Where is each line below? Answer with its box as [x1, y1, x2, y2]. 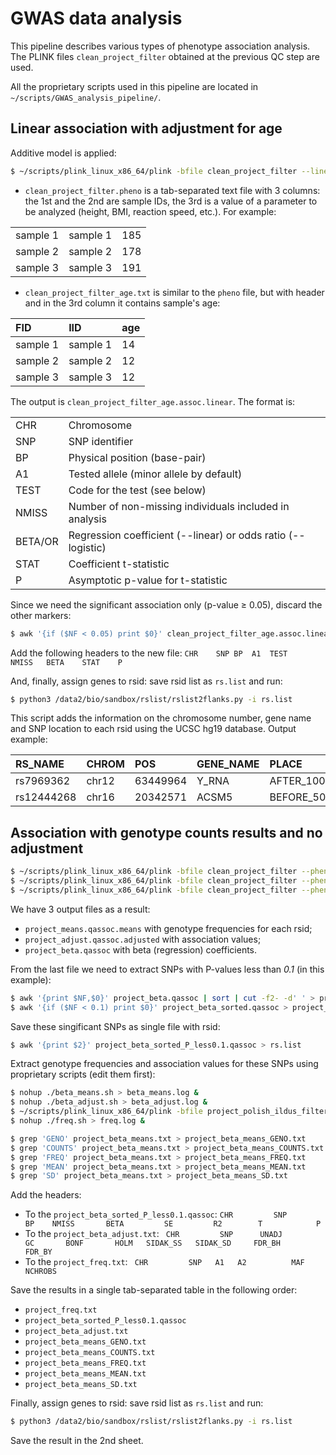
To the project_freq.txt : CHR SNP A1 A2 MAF [24, 1256, 305, 1268]
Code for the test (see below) [68, 483, 207, 497]
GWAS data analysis [10, 7, 183, 30]
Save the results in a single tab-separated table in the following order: [10, 1284, 298, 1296]
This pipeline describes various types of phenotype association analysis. [10, 40, 311, 52]
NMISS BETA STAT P [10, 657, 123, 667]
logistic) [68, 540, 107, 554]
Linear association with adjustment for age [10, 120, 283, 137]
